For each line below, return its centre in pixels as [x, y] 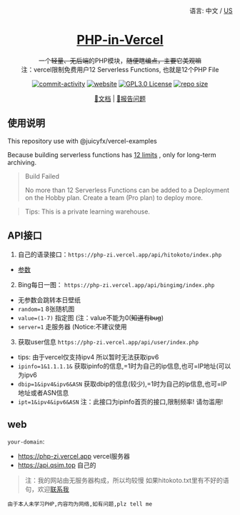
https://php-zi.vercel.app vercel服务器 [74, 456]
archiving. [22, 162]
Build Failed [42, 176]
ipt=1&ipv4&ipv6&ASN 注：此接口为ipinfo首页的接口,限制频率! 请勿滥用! [120, 401]
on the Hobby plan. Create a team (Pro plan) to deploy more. [114, 197]
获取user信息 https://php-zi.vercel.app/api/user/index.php [108, 341]
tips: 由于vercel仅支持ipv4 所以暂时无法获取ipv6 [88, 357]
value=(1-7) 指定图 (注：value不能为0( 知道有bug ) [91, 317]
